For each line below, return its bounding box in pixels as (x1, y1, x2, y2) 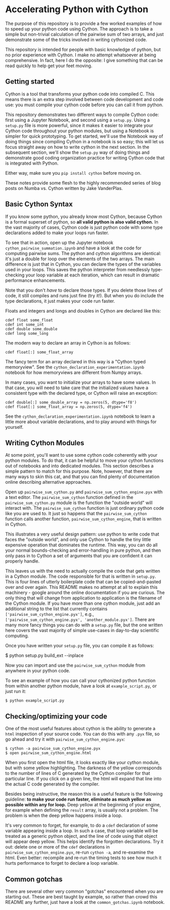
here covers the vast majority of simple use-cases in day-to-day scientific (5, 627, 159, 634)
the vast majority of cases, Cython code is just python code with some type (5, 224, 163, 230)
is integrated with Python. (5, 160, 59, 166)
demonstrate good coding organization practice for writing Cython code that (5, 154, 165, 161)
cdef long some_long (5, 331, 49, 336)
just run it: (5, 688, 26, 695)
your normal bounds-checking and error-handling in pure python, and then (5, 547, 161, 553)
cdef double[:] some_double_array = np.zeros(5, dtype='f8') (5, 400, 137, 405)
